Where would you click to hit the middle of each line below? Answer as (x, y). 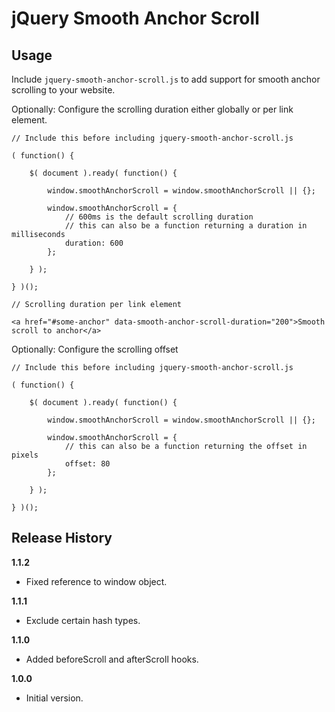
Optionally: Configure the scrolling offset (95, 349)
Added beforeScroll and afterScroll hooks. (112, 659)
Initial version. (54, 698)
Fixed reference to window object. (96, 581)
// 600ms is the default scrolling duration (159, 217)
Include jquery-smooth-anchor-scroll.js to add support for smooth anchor (166, 79)
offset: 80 (87, 464)
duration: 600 (94, 243)
